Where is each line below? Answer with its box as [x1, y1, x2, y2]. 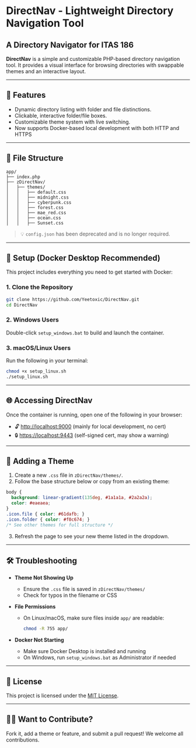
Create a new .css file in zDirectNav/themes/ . [14, 472, 124, 479]
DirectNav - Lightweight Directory [6, 4, 174, 18]
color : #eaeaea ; [11, 500, 51, 506]
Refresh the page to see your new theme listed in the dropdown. [14, 532, 169, 539]
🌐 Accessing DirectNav [6, 395, 93, 405]
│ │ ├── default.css [6, 189, 66, 195]
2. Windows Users [6, 316, 60, 324]
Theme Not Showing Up [14, 574, 74, 581]
